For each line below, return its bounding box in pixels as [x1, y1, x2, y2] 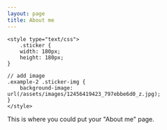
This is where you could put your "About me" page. [7, 115, 155, 123]
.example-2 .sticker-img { [7, 78, 86, 86]
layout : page [7, 10, 45, 17]
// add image [7, 72, 45, 79]
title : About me [7, 17, 55, 24]
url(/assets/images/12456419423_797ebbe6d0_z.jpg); [7, 90, 161, 97]
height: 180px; [20, 54, 64, 61]
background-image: [20, 84, 73, 91]
